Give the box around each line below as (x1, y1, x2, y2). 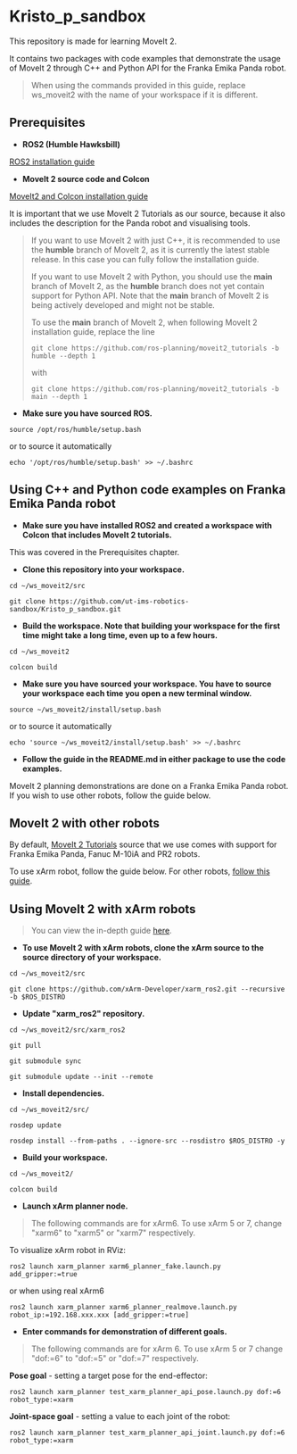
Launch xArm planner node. (21, 1201, 128, 1211)
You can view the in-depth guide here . (30, 926, 172, 936)
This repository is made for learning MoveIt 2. (9, 36, 177, 46)
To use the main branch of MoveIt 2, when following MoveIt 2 (30, 317, 258, 328)
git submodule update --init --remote (9, 1073, 153, 1082)
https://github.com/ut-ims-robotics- (48, 596, 190, 606)
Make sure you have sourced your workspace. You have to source (21, 678, 272, 689)
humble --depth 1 (30, 351, 96, 361)
